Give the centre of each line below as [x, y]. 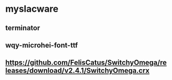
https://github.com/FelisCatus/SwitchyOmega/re [86, 63]
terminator [23, 28]
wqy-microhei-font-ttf [42, 45]
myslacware [32, 9]
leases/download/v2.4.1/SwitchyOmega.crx [78, 71]
